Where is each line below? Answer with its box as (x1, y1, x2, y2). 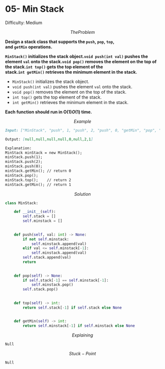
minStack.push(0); (5, 164, 43, 169)
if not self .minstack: (23, 237, 69, 241)
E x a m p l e (73, 118, 92, 124)
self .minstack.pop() (31, 282, 74, 288)
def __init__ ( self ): (14, 210, 56, 214)
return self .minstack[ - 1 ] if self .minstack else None (23, 323, 135, 328)
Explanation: (5, 146, 32, 151)
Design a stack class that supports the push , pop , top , (5, 38, 114, 45)
